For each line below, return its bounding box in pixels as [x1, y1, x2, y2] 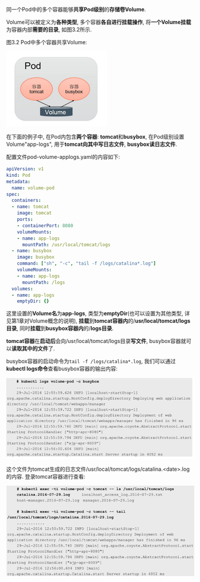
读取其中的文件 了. [11, 345, 56, 352]
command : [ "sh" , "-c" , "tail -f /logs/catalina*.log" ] [17, 261, 156, 267]
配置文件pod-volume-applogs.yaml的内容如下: [6, 154, 121, 160]
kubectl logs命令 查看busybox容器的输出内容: [6, 365, 118, 372]
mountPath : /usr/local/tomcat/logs [21, 241, 111, 247]
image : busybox [17, 254, 55, 261]
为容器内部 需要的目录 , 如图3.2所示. [6, 26, 92, 33]
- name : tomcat [11, 204, 50, 210]
